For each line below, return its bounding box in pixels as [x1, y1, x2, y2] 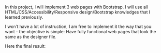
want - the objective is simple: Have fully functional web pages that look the [5, 29, 156, 34]
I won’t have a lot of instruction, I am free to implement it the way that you [5, 24, 151, 29]
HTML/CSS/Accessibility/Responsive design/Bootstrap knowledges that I [5, 9, 150, 15]
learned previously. [5, 14, 44, 20]
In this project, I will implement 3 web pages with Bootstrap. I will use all [5, 4, 148, 10]
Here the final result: [5, 43, 46, 49]
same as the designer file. [5, 34, 57, 40]
